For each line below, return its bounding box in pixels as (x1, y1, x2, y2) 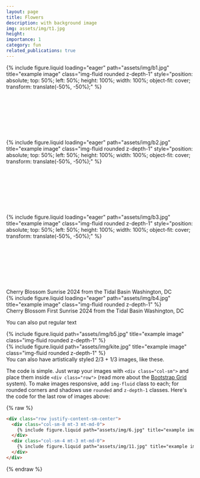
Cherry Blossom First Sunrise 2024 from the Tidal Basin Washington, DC (6, 307, 185, 314)
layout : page (6, 8, 39, 15)
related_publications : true (6, 48, 76, 54)
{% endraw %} (6, 465, 43, 473)
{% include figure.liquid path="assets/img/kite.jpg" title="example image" (6, 343, 187, 350)
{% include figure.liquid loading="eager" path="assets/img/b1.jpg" (6, 64, 170, 71)
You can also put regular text (6, 318, 77, 326)
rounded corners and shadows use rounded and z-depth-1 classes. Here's (6, 386, 187, 393)
